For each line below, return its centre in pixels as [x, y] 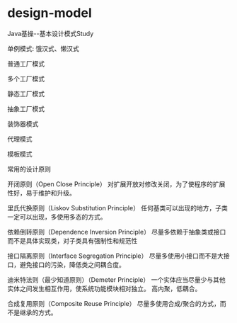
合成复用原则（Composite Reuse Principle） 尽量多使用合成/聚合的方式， [114, 303]
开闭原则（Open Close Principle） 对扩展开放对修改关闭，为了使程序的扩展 [116, 184]
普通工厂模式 [26, 63]
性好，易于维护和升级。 [41, 193]
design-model [50, 13]
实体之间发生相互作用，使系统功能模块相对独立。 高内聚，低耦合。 [104, 288]
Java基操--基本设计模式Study [51, 33]
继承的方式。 [38, 312]
